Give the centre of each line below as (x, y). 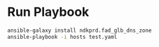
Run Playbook (48, 12)
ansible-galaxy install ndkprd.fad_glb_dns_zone (79, 30)
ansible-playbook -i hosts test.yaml (62, 37)
